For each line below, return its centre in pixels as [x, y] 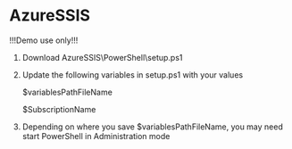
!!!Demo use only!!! [44, 40]
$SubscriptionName [59, 109]
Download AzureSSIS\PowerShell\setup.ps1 [102, 57]
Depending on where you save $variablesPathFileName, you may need [153, 127]
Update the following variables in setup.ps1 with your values [133, 74]
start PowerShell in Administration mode [96, 136]
